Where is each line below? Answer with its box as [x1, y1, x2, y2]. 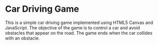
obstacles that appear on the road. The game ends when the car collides [5, 30, 153, 36]
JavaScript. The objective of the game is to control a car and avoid [5, 24, 140, 30]
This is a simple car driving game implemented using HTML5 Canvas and [5, 20, 154, 25]
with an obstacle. [5, 35, 40, 41]
